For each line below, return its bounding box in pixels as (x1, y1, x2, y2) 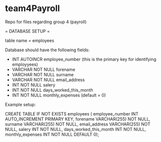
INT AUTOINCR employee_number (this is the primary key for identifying (12, 56, 156, 62)
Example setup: (5, 101, 36, 107)
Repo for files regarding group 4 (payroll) (5, 19, 87, 25)
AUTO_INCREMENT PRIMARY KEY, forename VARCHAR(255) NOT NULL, (5, 116, 151, 122)
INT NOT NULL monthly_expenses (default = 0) (12, 92, 106, 98)
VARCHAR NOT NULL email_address (12, 77, 85, 83)
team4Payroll (5, 3, 60, 14)
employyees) (12, 61, 38, 67)
